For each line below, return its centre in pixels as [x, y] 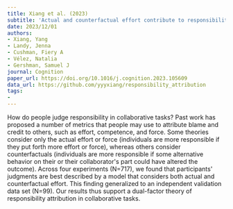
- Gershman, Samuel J [38, 65]
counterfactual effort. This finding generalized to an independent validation [114, 184]
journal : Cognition [35, 72]
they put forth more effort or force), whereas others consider [94, 147]
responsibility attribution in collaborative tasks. [74, 198]
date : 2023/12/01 [32, 26]
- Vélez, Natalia [32, 59]
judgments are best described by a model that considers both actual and [111, 176]
